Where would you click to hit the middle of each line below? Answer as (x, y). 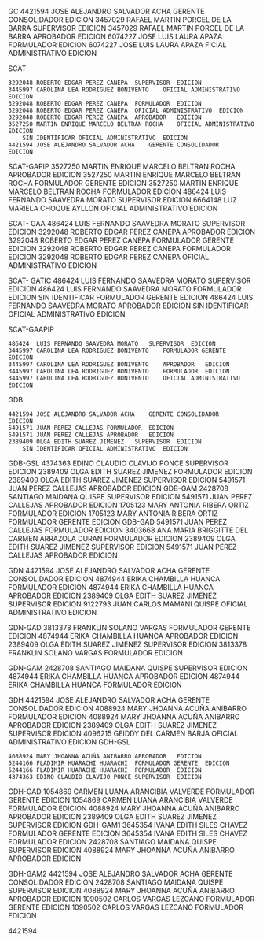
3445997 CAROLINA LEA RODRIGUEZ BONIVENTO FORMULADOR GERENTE (117, 350)
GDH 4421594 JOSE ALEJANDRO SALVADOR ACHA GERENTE (109, 700)
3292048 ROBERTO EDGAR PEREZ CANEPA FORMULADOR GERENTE (121, 240)
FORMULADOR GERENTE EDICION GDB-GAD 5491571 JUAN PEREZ (118, 522)
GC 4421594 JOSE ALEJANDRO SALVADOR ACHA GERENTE (107, 11)
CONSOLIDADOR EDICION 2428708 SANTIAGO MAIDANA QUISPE (116, 882)
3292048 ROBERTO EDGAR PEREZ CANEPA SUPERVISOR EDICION (105, 83)
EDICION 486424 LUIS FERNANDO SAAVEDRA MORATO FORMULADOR (125, 289)
